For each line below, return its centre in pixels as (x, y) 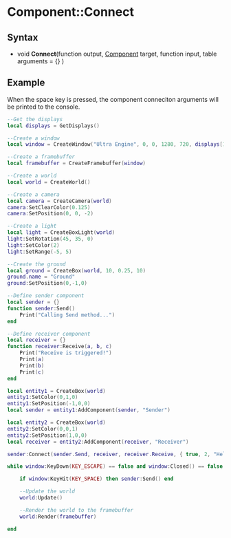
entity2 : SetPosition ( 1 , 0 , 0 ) (47, 435)
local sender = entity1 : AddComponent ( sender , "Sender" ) (89, 410)
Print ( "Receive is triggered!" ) (66, 353)
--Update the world (47, 492)
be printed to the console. (44, 107)
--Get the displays (35, 119)
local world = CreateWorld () (49, 182)
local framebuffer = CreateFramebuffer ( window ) (77, 163)
